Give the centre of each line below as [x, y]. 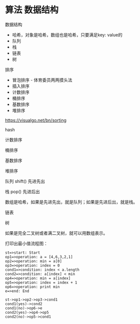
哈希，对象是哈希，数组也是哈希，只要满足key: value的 [67, 35]
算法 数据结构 [32, 10]
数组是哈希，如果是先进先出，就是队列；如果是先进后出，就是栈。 [71, 202]
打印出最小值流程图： [26, 243]
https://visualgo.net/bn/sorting [36, 120]
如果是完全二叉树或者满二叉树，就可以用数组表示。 [56, 233]
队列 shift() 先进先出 [25, 181]
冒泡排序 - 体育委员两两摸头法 [42, 80]
